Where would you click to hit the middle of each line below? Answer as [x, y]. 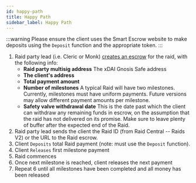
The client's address [49, 75]
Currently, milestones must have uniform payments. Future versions [105, 94]
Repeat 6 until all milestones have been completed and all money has [98, 169]
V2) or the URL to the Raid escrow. [56, 138]
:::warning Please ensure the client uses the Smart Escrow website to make [97, 39]
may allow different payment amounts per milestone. [87, 100]
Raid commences [35, 157]
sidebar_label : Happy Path [39, 22]
